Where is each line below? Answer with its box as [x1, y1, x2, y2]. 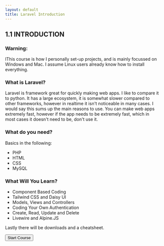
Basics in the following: [5, 140, 52, 146]
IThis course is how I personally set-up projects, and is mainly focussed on [5, 56, 157, 62]
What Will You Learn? [5, 177, 58, 184]
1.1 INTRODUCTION [5, 30, 65, 39]
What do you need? [5, 129, 53, 136]
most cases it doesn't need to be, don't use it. [5, 117, 98, 123]
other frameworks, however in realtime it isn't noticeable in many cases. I [5, 101, 154, 107]
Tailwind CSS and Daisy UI [12, 194, 66, 200]
